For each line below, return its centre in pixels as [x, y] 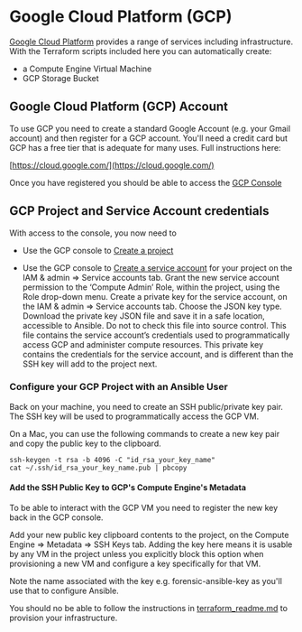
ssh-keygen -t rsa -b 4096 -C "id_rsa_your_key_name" [113, 460]
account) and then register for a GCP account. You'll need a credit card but [149, 138]
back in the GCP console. [56, 517]
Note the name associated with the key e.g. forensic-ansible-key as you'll [146, 581]
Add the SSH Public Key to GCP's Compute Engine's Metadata [128, 488]
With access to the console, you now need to [93, 233]
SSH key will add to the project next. [90, 364]
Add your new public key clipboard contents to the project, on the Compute [149, 535]
